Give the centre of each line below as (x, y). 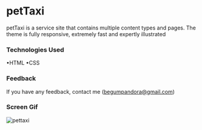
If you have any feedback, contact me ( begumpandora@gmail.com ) (91, 91)
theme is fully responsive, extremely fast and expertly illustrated (86, 34)
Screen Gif (22, 107)
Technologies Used (35, 49)
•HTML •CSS (23, 63)
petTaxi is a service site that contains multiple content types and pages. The (101, 28)
